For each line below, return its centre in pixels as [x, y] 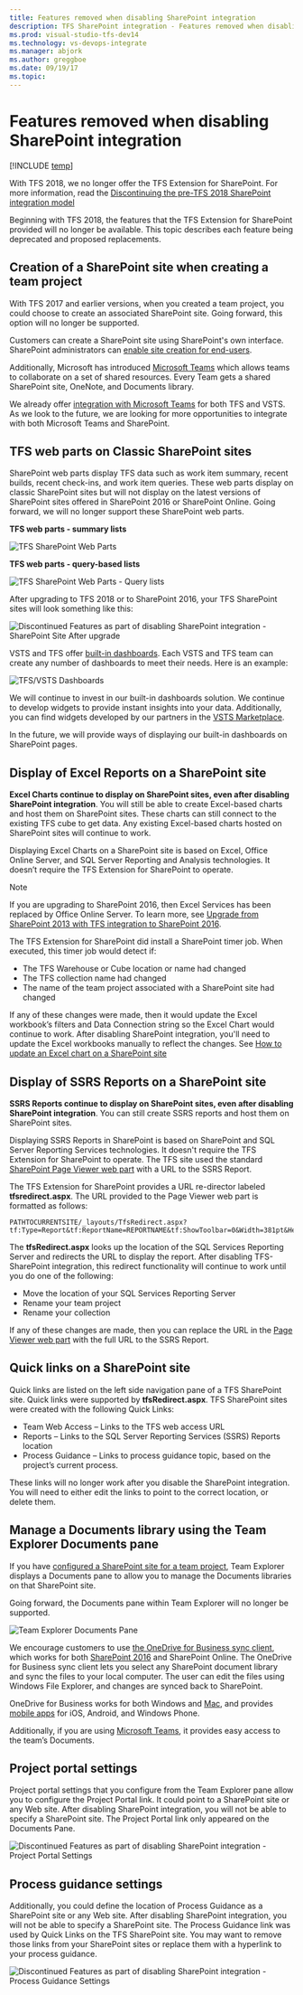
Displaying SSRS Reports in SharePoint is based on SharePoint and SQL [142, 1140]
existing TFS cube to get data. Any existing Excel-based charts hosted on [146, 823]
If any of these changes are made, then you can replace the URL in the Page [151, 1330]
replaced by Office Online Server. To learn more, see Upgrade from [134, 915]
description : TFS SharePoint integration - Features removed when [137, 26]
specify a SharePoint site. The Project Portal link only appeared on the [139, 1819]
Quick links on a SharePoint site [100, 1368]
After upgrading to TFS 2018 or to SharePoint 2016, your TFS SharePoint [143, 599]
